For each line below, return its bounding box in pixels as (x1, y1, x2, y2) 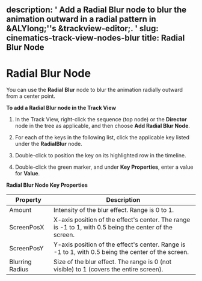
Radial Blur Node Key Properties (6, 181, 88, 189)
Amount (9, 206, 32, 214)
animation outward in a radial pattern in (6, 14, 156, 25)
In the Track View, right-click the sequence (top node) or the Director (14, 116, 188, 123)
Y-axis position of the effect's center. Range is (53, 240, 186, 249)
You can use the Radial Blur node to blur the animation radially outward (6, 86, 183, 94)
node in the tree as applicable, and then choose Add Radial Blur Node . (14, 122, 191, 130)
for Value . (14, 170, 40, 177)
